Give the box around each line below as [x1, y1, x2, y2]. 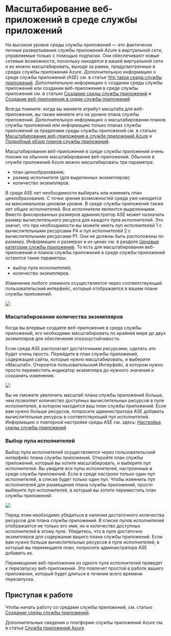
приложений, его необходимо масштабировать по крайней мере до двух [5, 330, 166, 336]
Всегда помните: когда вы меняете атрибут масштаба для [5, 106, 133, 112]
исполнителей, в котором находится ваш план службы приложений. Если [5, 403, 166, 409]
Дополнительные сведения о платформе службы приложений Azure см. [5, 620, 164, 626]
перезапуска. [5, 576, 35, 582]
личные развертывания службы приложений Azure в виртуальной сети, [5, 47, 163, 53]
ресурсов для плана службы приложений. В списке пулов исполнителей [5, 517, 164, 523]
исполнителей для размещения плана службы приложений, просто [5, 481, 153, 487]
